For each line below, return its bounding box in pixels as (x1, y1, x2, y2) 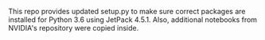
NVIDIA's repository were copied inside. (8, 24, 139, 32)
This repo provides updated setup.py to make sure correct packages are (8, 7, 246, 16)
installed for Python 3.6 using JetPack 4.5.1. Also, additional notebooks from (8, 15, 257, 24)
